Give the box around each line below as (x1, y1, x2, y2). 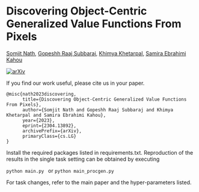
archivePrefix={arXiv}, (22, 128, 82, 134)
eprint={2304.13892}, (22, 122, 77, 129)
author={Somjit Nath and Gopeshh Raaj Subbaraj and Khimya (22, 107, 173, 113)
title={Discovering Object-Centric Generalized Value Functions (22, 96, 187, 102)
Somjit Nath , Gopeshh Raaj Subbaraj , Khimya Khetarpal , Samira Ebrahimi (6, 49, 186, 57)
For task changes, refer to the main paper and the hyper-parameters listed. (6, 179, 192, 186)
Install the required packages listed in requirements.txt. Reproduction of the (6, 149, 194, 156)
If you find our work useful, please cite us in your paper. (6, 79, 145, 87)
